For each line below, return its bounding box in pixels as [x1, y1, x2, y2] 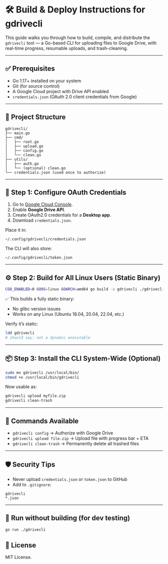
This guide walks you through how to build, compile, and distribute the [5, 35, 150, 41]
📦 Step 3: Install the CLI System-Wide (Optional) [5, 354, 161, 363]
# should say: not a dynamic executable [5, 335, 91, 340]
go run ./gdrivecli [5, 527, 46, 532]
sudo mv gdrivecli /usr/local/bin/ [5, 370, 79, 375]
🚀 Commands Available [5, 416, 79, 425]
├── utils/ [5, 157, 28, 162]
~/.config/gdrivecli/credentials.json [5, 237, 86, 242]
